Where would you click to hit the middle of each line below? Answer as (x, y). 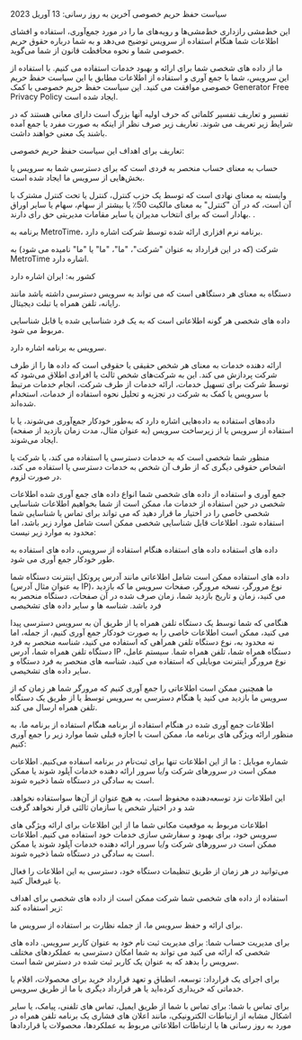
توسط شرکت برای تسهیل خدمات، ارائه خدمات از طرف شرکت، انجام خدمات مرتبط (150, 384)
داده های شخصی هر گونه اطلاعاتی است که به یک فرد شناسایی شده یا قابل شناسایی (150, 321)
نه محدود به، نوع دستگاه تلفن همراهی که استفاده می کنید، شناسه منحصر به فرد (142, 642)
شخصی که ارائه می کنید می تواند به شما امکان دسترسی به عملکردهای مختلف (140, 952)
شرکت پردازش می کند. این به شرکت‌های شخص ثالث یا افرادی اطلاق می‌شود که (144, 375)
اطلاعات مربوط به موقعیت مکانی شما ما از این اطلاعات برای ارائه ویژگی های (139, 825)
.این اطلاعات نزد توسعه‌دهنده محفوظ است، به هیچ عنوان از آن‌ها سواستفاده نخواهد (148, 798)
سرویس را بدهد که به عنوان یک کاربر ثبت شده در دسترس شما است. (124, 962)
